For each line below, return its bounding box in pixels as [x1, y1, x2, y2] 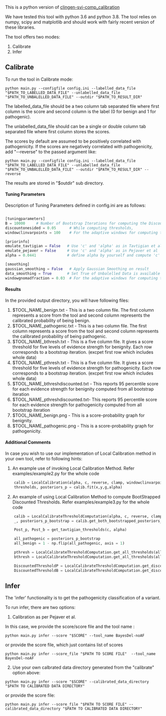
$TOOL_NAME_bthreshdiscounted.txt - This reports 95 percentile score [12, 381, 159, 386]
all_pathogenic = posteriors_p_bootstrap [14, 536, 100, 542]
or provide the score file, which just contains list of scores [5, 642, 123, 648]
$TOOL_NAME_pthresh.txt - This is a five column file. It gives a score [12, 359, 154, 366]
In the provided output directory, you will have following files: [5, 297, 129, 303]
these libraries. [5, 24, 36, 30]
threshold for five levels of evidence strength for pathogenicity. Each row [12, 365, 162, 371]
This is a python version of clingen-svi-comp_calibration [5, 4, 120, 10]
